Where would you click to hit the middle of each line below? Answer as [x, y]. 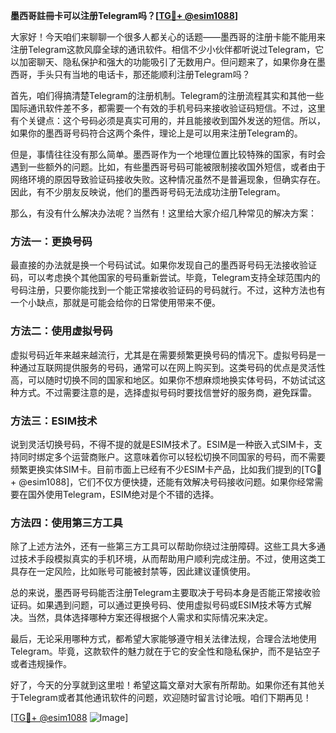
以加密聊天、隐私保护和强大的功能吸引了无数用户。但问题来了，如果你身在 [163, 62]
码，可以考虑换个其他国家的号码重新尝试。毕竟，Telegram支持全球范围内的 [165, 278]
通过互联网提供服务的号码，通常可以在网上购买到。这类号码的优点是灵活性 [172, 367]
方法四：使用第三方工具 [66, 522]
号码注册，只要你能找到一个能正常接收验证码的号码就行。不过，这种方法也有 [168, 290]
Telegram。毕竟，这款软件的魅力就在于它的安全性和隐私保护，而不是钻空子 [165, 651]
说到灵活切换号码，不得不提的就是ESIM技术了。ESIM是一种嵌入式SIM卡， [162, 444]
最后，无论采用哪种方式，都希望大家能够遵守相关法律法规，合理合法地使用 [163, 639]
